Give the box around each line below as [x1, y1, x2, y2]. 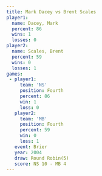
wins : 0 [12, 59, 32, 65]
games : [6, 71, 23, 77]
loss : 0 [19, 104, 39, 111]
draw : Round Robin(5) [14, 155, 69, 161]
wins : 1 [12, 31, 32, 37]
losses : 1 [12, 65, 36, 71]
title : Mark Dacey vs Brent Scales [6, 8, 97, 15]
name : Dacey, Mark [12, 20, 59, 26]
